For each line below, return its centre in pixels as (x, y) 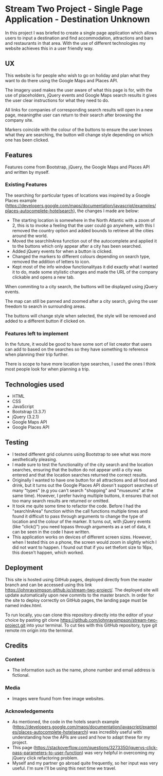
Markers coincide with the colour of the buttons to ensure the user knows (79, 129)
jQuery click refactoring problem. (45, 758)
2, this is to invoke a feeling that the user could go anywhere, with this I (83, 225)
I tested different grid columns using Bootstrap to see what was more (81, 454)
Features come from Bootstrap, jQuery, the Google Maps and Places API (77, 167)
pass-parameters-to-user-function (47, 753)
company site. (19, 120)
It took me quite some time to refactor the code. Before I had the (76, 506)
